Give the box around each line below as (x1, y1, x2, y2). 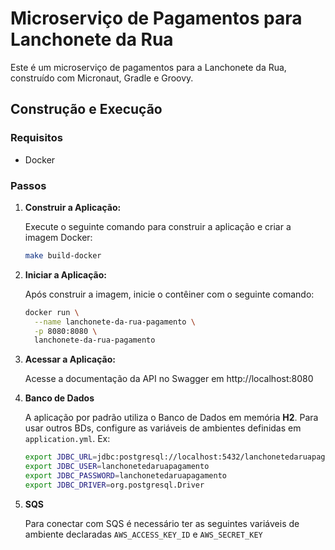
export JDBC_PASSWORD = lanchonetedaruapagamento (24, 471, 227, 481)
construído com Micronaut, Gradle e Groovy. (10, 72, 194, 84)
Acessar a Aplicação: (24, 353, 116, 366)
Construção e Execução (10, 101, 163, 118)
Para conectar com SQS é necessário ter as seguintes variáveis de (24, 517, 300, 529)
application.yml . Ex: (24, 433, 111, 445)
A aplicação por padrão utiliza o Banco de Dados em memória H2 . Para (24, 412, 319, 424)
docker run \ (24, 307, 80, 317)
